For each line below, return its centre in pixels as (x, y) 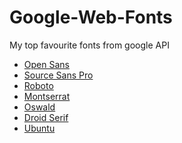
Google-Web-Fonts (91, 17)
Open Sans (46, 64)
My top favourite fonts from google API (89, 45)
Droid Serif (46, 117)
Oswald (39, 107)
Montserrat (47, 96)
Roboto (38, 85)
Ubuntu (39, 128)
